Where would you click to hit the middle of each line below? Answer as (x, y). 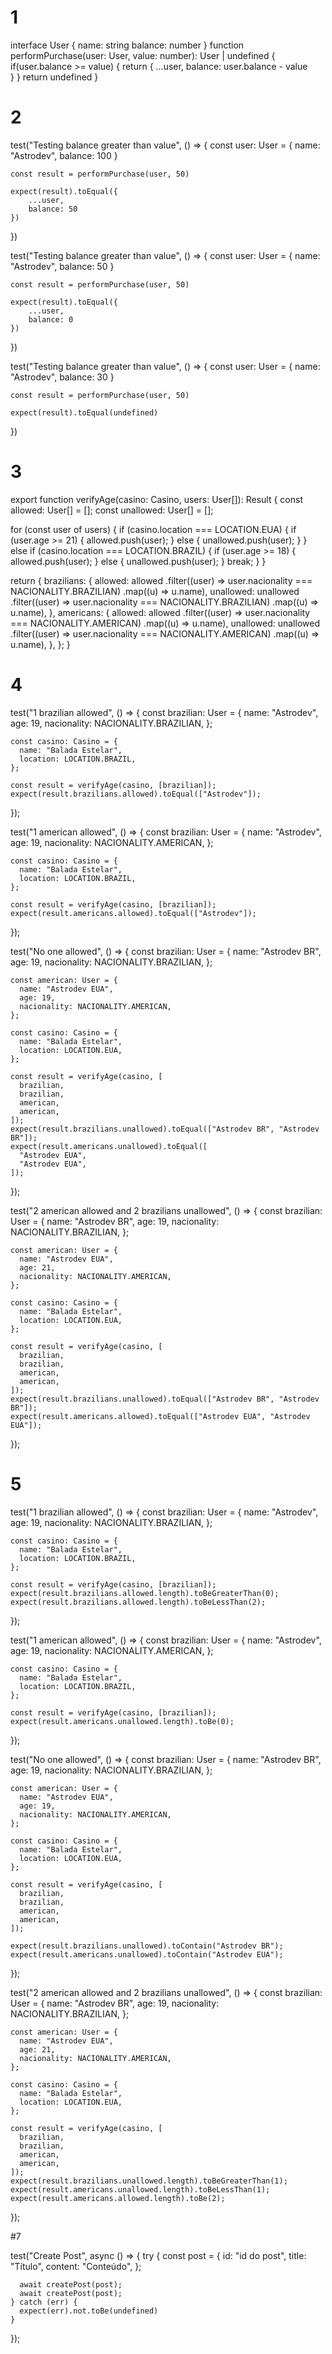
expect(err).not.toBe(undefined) (89, 2311)
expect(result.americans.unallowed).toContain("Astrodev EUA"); (147, 1954)
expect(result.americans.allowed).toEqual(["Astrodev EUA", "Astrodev (160, 1416)
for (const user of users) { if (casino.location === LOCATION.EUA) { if (153, 529)
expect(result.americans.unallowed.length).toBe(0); (122, 1721)
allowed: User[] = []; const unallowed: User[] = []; (112, 510)
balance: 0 (51, 319)
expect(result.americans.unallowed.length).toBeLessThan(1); (140, 2189)
